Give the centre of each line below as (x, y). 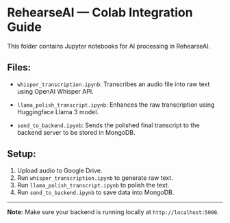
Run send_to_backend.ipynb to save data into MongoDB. (95, 192)
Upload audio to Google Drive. (60, 170)
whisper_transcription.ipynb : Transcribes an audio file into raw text (113, 84)
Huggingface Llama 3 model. (58, 112)
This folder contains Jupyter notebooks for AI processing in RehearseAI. (109, 46)
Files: (19, 67)
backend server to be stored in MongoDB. (76, 132)
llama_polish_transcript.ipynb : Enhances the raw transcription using (116, 105)
